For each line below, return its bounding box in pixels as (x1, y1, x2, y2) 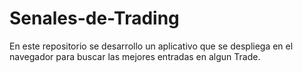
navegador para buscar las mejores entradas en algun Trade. (9, 50, 261, 62)
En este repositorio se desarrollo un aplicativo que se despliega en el (9, 40, 294, 52)
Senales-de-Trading (9, 7, 180, 30)
